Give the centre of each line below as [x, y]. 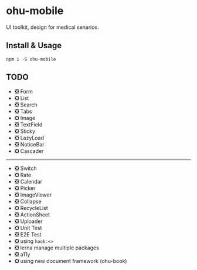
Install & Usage [34, 46]
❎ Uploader [28, 221]
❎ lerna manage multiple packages [57, 248]
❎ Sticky [25, 131]
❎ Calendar [28, 181]
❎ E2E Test [28, 234]
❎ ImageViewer [33, 195]
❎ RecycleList [31, 208]
